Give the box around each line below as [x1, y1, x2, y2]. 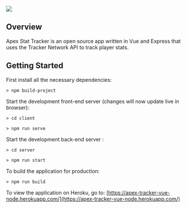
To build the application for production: [6, 167, 100, 175]
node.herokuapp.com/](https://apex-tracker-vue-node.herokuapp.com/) [6, 195, 181, 202]
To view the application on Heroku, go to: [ [6, 189, 109, 196]
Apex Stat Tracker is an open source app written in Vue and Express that [6, 37, 181, 44]
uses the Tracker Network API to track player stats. [6, 44, 129, 51]
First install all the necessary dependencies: [6, 76, 112, 83]
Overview [6, 22, 43, 32]
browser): [6, 104, 30, 111]
